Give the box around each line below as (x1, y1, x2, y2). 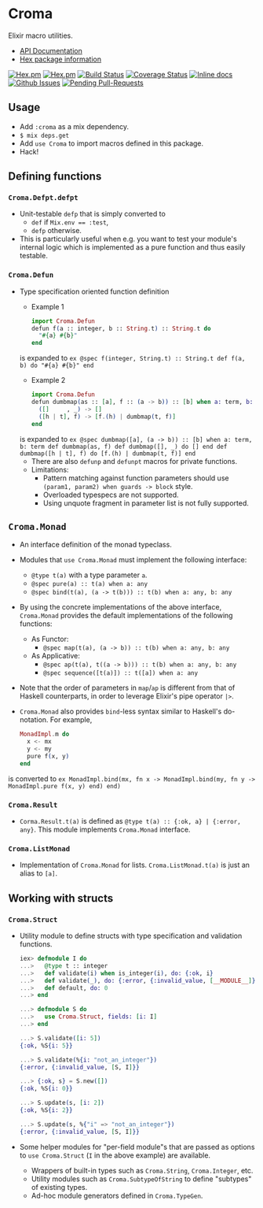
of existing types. (31, 1182, 88, 1191)
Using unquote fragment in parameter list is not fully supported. (42, 498, 249, 508)
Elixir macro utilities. (8, 31, 73, 40)
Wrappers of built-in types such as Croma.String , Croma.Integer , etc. (31, 1165, 254, 1175)
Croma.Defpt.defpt (8, 194, 79, 202)
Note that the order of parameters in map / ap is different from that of (19, 683, 236, 693)
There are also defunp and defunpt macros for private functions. (31, 456, 238, 465)
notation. (19, 715, 49, 724)
